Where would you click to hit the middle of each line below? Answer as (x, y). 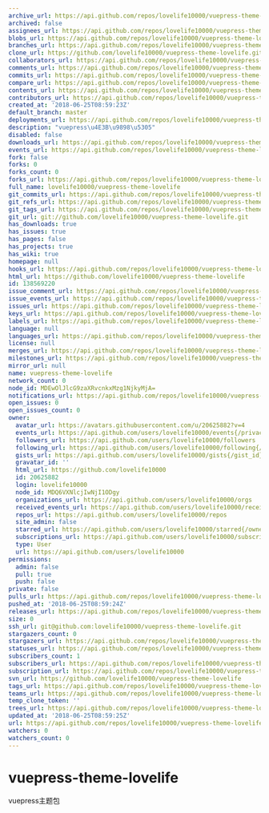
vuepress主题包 (34, 801)
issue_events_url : (39, 299)
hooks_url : (26, 269)
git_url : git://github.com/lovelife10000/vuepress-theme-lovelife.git (128, 217)
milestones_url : (35, 358)
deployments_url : (37, 120)
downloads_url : (34, 142)
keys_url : (25, 313)
